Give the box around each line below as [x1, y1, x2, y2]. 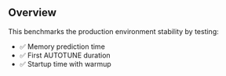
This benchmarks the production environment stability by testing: [8, 26, 219, 36]
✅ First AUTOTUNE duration [19, 50, 111, 60]
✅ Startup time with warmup [19, 59, 111, 68]
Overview [8, 6, 57, 19]
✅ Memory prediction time [19, 42, 106, 51]
